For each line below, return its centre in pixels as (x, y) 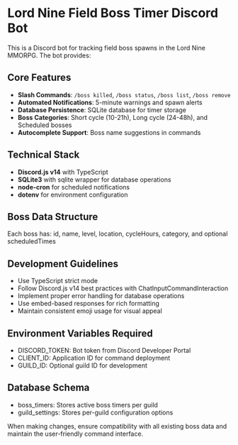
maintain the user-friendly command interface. (75, 434)
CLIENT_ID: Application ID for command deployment (94, 358)
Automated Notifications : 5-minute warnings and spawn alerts (110, 102)
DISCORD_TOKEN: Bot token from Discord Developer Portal (104, 350)
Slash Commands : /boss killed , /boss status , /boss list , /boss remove (124, 94)
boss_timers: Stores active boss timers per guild (87, 405)
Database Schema (49, 388)
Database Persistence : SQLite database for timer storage (102, 110)
